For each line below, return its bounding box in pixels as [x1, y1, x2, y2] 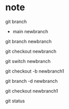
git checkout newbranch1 [5, 88, 58, 94]
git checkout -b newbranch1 [5, 68, 64, 74]
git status [5, 98, 25, 104]
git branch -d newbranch [5, 78, 58, 84]
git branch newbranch [5, 38, 52, 45]
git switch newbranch [5, 58, 51, 64]
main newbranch [12, 28, 49, 34]
